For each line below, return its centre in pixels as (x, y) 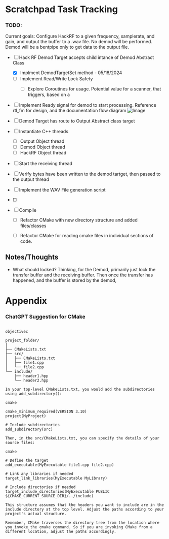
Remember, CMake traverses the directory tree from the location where (82, 523)
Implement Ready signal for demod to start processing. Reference (88, 105)
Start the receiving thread (46, 163)
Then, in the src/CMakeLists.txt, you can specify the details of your (82, 438)
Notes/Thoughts (32, 257)
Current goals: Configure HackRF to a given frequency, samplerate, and (80, 36)
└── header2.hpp (32, 381)
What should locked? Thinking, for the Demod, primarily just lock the (84, 269)
